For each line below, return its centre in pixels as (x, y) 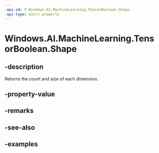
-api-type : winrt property (32, 14)
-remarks (19, 111)
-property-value (30, 94)
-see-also (20, 127)
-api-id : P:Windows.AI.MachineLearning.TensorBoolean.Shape (67, 10)
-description (24, 67)
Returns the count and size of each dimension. (52, 78)
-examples (21, 144)
